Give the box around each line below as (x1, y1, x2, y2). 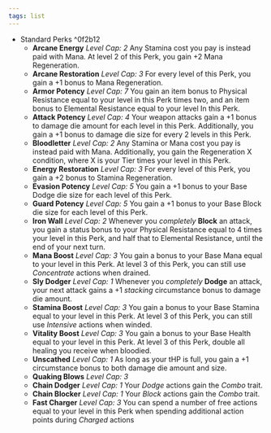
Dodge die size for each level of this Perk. (32, 190, 173, 199)
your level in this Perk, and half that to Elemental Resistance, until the (32, 233, 264, 243)
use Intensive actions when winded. (32, 319, 153, 330)
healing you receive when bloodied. (32, 345, 152, 355)
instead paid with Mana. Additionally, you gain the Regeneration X (32, 147, 252, 156)
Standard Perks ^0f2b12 (19, 34, 101, 44)
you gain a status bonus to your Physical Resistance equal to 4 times (32, 225, 262, 234)
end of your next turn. (32, 242, 105, 251)
